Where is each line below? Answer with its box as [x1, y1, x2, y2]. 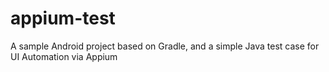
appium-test [10, 7, 116, 30]
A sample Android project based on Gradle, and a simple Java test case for [10, 40, 320, 52]
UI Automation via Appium [10, 50, 118, 62]
